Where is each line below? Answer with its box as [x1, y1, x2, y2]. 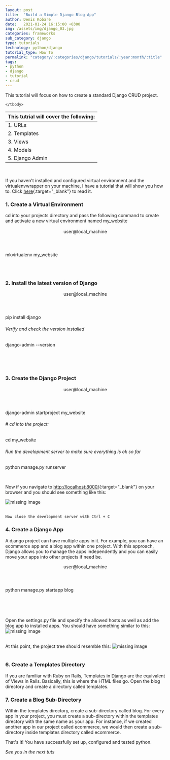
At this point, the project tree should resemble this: [5, 643, 111, 649]
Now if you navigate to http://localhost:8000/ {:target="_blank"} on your [5, 484, 155, 490]
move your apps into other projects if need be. [5, 554, 103, 560]
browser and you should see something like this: [5, 489, 107, 495]
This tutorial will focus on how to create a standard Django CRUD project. [5, 92, 158, 98]
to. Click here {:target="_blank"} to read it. [5, 188, 92, 194]
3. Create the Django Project [5, 375, 76, 382]
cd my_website [5, 437, 37, 443]
